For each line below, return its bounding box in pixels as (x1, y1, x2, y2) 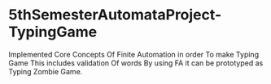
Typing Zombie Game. (8, 66, 83, 76)
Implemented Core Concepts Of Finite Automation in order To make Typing (8, 49, 259, 59)
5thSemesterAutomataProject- (8, 6, 222, 24)
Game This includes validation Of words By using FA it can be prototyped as (8, 58, 264, 68)
